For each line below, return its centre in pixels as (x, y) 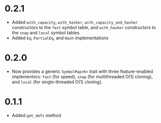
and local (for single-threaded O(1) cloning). (57, 82)
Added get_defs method (36, 115)
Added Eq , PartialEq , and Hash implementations (60, 38)
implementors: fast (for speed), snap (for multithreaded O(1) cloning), (82, 76)
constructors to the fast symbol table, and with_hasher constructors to (84, 27)
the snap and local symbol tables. (46, 32)
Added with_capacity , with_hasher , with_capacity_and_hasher (75, 22)
